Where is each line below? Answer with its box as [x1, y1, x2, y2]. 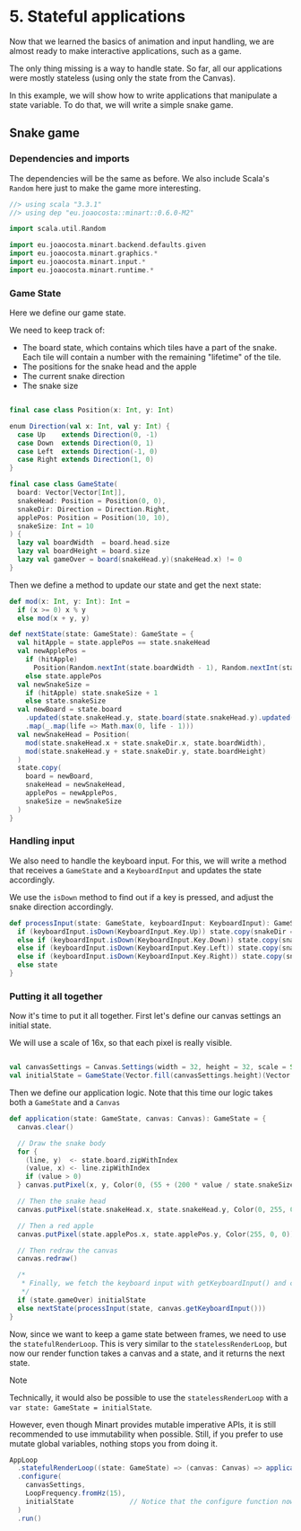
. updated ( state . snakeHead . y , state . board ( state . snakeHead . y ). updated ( [25, 713, 295, 722]
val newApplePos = [17, 647, 87, 656]
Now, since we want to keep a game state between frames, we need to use [9, 1328, 287, 1340]
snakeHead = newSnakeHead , [25, 780, 126, 790]
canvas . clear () [17, 1122, 74, 1131]
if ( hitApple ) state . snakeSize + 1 [25, 688, 159, 697]
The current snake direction [21, 371, 125, 382]
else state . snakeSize [25, 696, 106, 706]
